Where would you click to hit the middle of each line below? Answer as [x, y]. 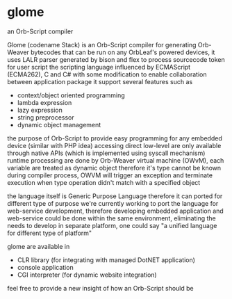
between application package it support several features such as [100, 81]
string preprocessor [45, 117]
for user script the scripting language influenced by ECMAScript [99, 67]
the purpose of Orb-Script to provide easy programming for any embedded [115, 138]
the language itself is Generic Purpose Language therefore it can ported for [115, 196]
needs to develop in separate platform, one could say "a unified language [112, 225]
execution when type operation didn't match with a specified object [104, 182]
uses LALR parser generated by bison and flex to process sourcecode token [116, 59]
